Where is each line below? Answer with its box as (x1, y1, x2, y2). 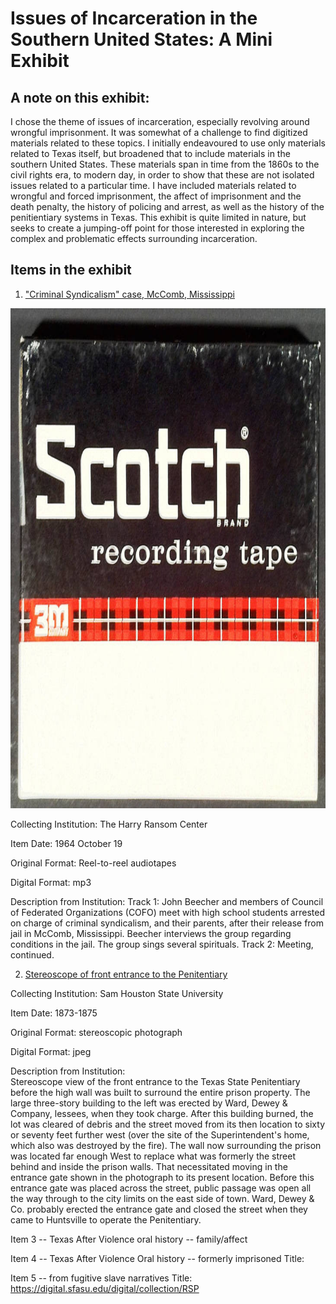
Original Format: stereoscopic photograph (10, 1026, 183, 1038)
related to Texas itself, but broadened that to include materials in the (10, 148, 291, 159)
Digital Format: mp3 (10, 876, 92, 888)
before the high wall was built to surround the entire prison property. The (10, 1086, 311, 1098)
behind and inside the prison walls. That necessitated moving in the (10, 1160, 288, 1172)
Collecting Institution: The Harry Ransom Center (10, 818, 208, 830)
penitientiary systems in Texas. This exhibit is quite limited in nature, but (10, 212, 307, 223)
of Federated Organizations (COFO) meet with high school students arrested (10, 906, 325, 918)
